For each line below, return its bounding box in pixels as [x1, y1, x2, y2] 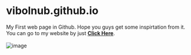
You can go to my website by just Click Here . [6, 29, 115, 36]
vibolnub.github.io [6, 4, 99, 18]
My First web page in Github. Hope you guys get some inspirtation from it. [6, 23, 186, 30]
